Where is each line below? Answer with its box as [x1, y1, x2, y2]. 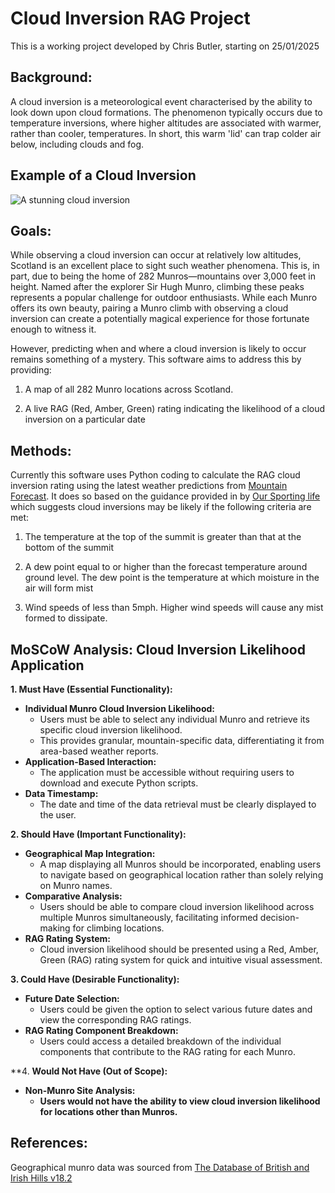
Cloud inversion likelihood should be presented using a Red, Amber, [39, 943, 319, 955]
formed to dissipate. [24, 612, 108, 624]
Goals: [10, 222, 52, 239]
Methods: [10, 442, 72, 459]
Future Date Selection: [24, 993, 120, 1004]
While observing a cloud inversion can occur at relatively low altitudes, [10, 249, 302, 261]
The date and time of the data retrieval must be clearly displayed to [39, 798, 317, 810]
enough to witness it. [10, 323, 97, 336]
